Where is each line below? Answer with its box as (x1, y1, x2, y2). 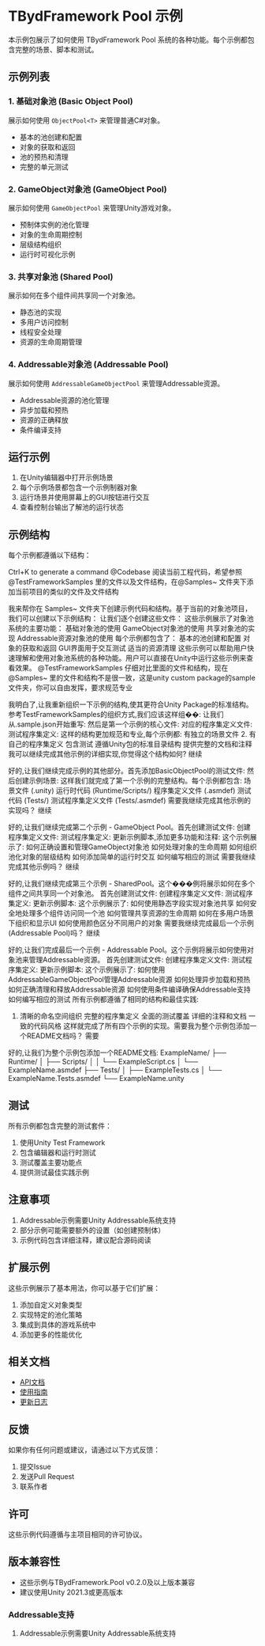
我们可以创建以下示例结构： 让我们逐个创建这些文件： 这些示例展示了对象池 (8, 614, 254, 624)
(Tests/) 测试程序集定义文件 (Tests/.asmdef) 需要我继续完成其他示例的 (23, 796, 251, 806)
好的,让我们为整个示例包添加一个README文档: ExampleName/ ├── (8, 1048, 227, 1057)
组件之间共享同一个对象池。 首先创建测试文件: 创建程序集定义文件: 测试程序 (8, 889, 253, 898)
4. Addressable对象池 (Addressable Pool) (8, 359, 170, 370)
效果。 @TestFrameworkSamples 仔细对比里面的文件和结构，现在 (14, 663, 229, 673)
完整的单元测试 (19, 161, 69, 171)
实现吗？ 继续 (8, 806, 52, 815)
